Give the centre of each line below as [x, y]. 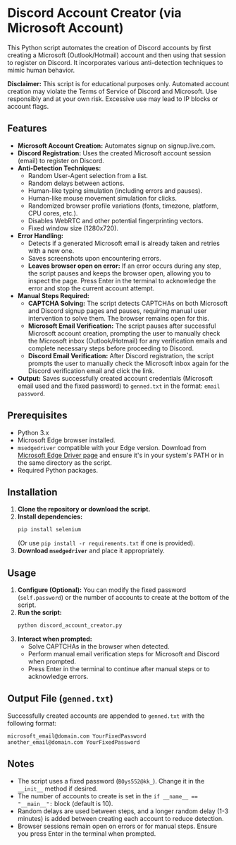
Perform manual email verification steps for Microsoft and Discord [124, 654]
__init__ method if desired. [58, 788]
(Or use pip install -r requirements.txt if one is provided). [106, 543]
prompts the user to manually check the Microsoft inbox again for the [128, 363]
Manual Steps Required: [54, 295]
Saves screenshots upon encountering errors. [94, 258]
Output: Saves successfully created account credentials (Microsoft [115, 378]
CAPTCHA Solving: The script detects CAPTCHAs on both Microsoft [128, 303]
